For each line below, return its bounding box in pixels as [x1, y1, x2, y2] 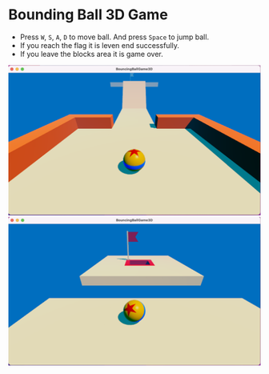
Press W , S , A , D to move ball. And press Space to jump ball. [19, 32, 210, 42]
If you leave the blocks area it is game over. [19, 49, 163, 58]
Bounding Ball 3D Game [8, 6, 168, 24]
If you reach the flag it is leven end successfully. [19, 40, 180, 50]
